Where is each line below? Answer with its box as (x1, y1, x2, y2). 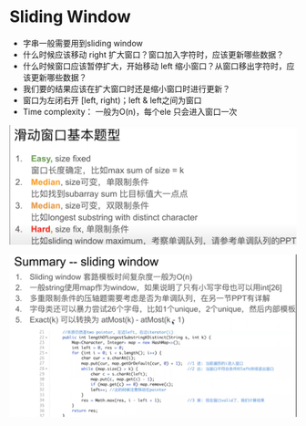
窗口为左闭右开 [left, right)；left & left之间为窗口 (22, 94, 202, 106)
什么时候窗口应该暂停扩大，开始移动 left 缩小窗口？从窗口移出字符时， (22, 60, 287, 71)
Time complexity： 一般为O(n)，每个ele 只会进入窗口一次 (22, 106, 238, 117)
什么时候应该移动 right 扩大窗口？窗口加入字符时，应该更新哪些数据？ (22, 48, 284, 60)
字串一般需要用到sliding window (22, 37, 144, 48)
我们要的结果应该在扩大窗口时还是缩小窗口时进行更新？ (22, 83, 230, 94)
